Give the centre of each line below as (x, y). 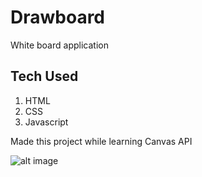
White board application (59, 45)
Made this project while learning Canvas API (101, 141)
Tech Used (44, 76)
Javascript (46, 122)
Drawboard (58, 17)
